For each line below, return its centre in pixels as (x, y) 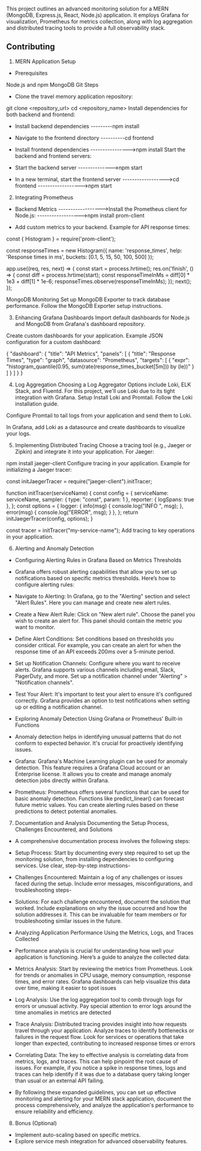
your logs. (19, 433)
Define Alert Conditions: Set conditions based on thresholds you (94, 639)
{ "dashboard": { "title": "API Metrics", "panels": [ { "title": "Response (91, 353)
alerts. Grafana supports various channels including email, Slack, (95, 670)
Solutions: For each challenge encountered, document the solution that (103, 902)
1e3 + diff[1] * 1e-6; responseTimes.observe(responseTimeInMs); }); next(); (99, 281)
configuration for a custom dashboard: (54, 342)
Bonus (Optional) (36, 1123)
